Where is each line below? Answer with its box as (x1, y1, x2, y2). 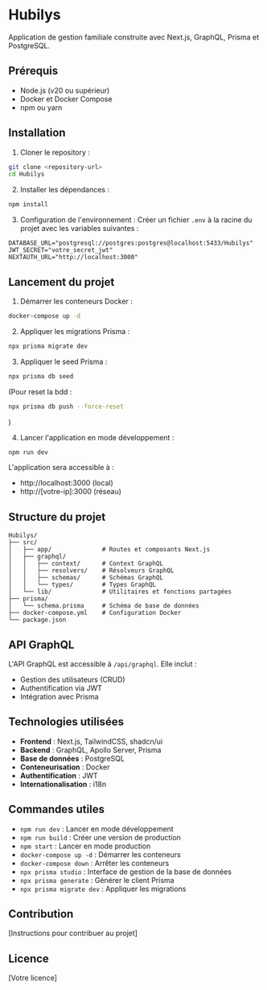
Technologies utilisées (8, 715, 125, 729)
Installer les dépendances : (19, 185, 110, 195)
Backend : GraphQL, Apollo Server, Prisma (19, 745, 162, 754)
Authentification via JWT (19, 683, 103, 693)
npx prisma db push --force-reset (8, 402, 125, 410)
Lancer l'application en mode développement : (19, 432, 175, 442)
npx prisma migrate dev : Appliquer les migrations (19, 884, 187, 893)
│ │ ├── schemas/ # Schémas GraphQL (8, 574, 163, 582)
